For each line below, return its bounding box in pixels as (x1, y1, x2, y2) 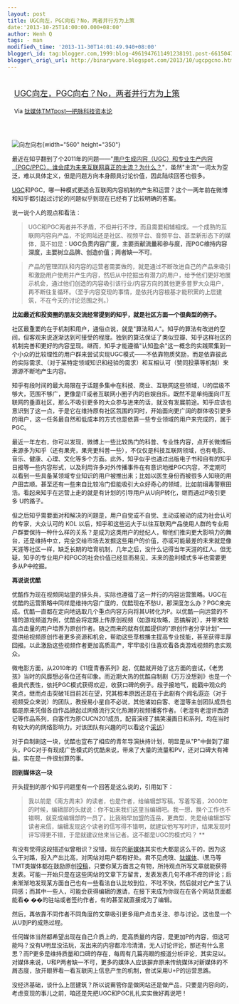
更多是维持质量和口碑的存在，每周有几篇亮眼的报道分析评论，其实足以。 (33, 949, 230, 958)
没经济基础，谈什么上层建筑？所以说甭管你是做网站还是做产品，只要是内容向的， (11, 981, 233, 988)
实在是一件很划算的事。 (23, 754, 87, 762)
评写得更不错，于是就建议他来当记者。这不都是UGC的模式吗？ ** (28, 830, 205, 839)
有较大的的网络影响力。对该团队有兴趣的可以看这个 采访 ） (11, 723, 169, 731)
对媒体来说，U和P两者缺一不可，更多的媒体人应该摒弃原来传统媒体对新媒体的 (11, 958, 223, 966)
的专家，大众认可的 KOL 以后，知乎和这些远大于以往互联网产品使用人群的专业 (11, 519, 223, 528)
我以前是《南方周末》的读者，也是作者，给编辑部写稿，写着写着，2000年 (28, 797, 228, 805)
